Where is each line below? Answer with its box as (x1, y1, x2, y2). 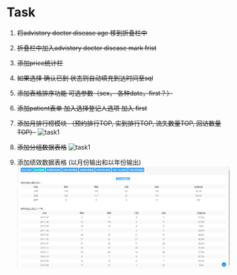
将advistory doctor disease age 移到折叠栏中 (16, 28, 148, 37)
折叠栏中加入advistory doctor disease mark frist (16, 43, 157, 52)
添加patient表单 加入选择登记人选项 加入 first (16, 103, 147, 112)
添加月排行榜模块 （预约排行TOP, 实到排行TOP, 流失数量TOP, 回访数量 (16, 118, 221, 128)
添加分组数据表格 (16, 142, 67, 151)
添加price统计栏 (16, 58, 64, 67)
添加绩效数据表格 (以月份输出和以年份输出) (16, 157, 141, 167)
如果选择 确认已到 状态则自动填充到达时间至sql (16, 74, 154, 82)
